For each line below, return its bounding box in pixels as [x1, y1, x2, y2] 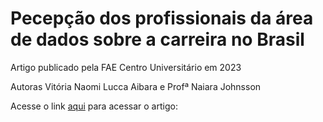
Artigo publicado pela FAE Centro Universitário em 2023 [10, 61, 242, 73]
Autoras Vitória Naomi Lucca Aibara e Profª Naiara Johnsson [10, 80, 262, 92]
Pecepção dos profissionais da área [10, 7, 314, 30]
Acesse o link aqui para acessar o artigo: [10, 100, 178, 112]
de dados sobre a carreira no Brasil [10, 28, 305, 51]
